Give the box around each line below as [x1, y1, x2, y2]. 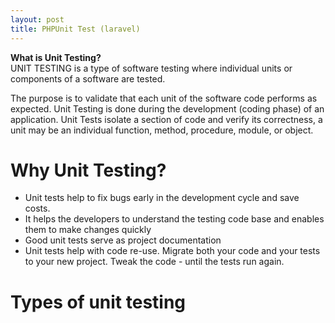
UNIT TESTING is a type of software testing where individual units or [10, 62, 293, 74]
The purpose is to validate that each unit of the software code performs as [10, 92, 318, 104]
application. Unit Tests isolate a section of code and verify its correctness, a [10, 113, 323, 125]
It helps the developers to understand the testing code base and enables [24, 213, 325, 225]
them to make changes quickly [24, 224, 152, 236]
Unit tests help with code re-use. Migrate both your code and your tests [24, 245, 321, 257]
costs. [24, 202, 51, 215]
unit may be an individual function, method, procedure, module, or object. [10, 124, 314, 136]
